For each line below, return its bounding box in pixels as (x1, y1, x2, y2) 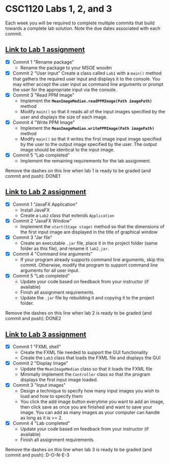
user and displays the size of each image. (20, 114, 108, 120)
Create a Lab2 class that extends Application (20, 212, 115, 219)
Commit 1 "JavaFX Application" (12, 201, 78, 207)
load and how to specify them (20, 393, 83, 399)
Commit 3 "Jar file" (12, 234, 52, 240)
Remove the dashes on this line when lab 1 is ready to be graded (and (5, 168, 151, 174)
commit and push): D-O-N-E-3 (5, 452, 70, 458)
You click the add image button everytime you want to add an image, (20, 398, 164, 405)
